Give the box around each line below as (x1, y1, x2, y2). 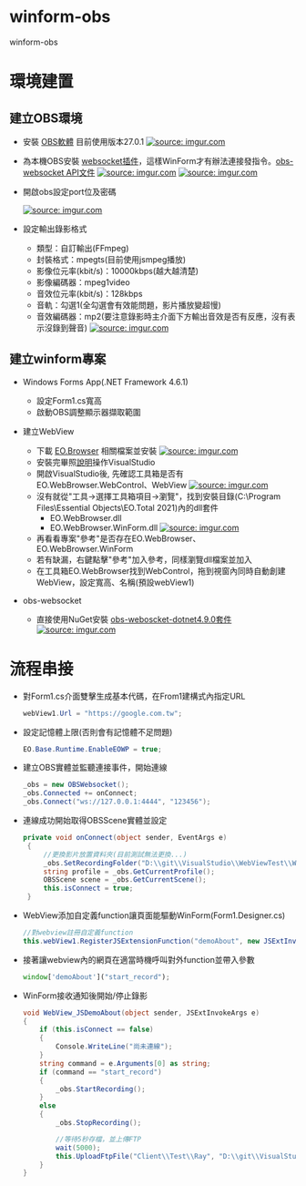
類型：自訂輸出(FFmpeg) (36, 242, 129, 253)
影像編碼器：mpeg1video (36, 276, 130, 288)
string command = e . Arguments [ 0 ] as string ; (39, 1058, 211, 1068)
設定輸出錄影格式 (22, 223, 87, 234)
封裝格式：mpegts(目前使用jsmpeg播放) (36, 253, 187, 265)
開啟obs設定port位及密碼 (22, 186, 117, 197)
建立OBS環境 (9, 110, 83, 126)
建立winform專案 (9, 352, 107, 367)
